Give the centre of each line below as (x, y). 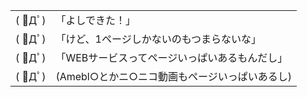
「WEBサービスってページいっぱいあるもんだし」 (171, 57)
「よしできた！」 (95, 20)
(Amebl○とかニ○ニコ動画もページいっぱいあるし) (173, 76)
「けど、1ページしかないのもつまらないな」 (158, 39)
